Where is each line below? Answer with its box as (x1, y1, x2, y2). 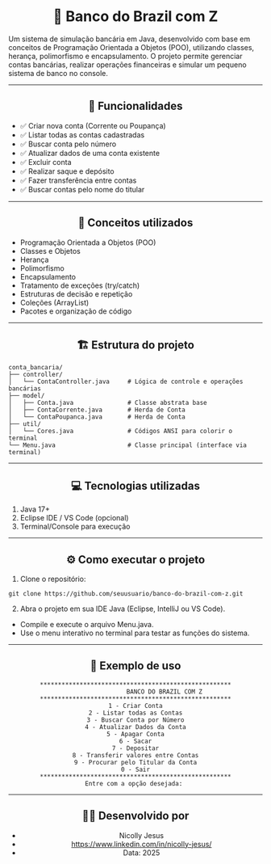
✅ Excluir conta (19, 157, 72, 166)
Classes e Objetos (19, 246, 81, 255)
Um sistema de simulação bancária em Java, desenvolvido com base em (8, 34, 251, 44)
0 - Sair (120, 765, 151, 773)
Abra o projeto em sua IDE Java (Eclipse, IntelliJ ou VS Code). (19, 604, 226, 613)
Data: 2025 (123, 848, 161, 858)
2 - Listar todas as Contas (88, 709, 183, 717)
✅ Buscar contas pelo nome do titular (19, 184, 145, 194)
